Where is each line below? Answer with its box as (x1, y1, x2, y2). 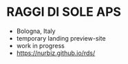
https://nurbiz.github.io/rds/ (16, 49, 96, 57)
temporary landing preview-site (16, 34, 106, 42)
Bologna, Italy (16, 27, 56, 35)
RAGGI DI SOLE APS (6, 4, 122, 20)
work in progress (16, 41, 65, 50)
